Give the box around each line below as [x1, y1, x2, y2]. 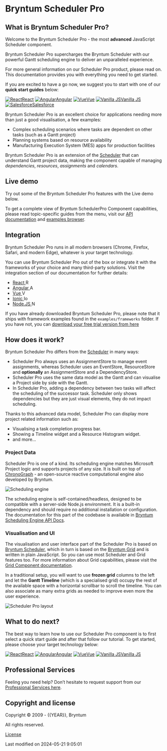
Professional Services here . [5, 684, 62, 690]
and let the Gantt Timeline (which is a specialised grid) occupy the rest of [5, 577, 157, 584]
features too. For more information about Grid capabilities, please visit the [5, 557, 157, 563]
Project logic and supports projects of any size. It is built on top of [5, 465, 141, 471]
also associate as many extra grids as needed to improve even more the [5, 588, 153, 594]
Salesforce [32, 102, 54, 108]
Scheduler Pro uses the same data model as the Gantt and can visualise [12, 374, 161, 381]
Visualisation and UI [5, 530, 55, 537]
